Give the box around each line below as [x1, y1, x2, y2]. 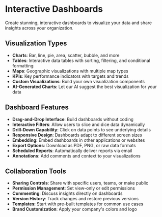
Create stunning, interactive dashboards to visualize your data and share [5, 20, 152, 26]
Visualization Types [5, 39, 67, 48]
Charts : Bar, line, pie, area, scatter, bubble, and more [12, 52, 120, 58]
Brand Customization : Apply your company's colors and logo [12, 206, 137, 212]
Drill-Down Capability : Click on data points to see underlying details [12, 126, 151, 132]
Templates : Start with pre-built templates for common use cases [12, 201, 144, 207]
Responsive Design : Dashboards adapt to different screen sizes [12, 132, 142, 138]
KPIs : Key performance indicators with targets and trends [12, 73, 129, 79]
